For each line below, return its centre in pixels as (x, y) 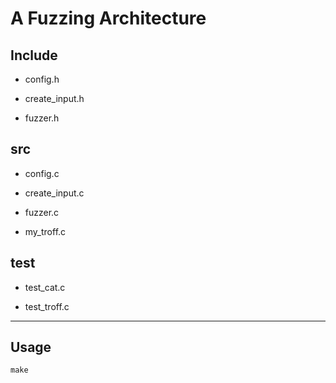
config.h (42, 79)
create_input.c (54, 193)
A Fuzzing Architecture (108, 18)
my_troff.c (45, 231)
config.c (42, 173)
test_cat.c (45, 287)
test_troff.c (47, 306)
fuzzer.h (42, 118)
